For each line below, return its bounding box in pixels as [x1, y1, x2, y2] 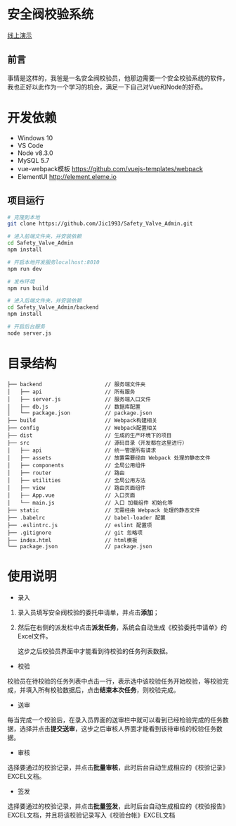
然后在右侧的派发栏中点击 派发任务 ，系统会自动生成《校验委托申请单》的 [17, 623, 227, 631]
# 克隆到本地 [7, 214, 40, 221]
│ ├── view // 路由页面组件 [7, 484, 146, 491]
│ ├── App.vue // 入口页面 [7, 491, 136, 499]
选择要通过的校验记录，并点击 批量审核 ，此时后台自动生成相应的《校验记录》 [7, 763, 229, 772]
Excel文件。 [17, 631, 53, 640]
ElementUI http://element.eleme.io [17, 172, 117, 180]
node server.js [7, 329, 52, 337]
